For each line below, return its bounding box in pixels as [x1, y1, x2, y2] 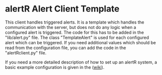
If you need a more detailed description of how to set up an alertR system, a [5, 59, 157, 65]
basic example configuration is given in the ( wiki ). [5, 64, 105, 70]
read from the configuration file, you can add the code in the [5, 45, 126, 50]
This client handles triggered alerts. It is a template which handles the [5, 19, 144, 25]
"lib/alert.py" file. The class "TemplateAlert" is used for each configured [5, 35, 149, 40]
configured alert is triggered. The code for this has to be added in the [5, 29, 144, 35]
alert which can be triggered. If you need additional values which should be [5, 39, 156, 45]
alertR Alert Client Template [5, 3, 120, 14]
